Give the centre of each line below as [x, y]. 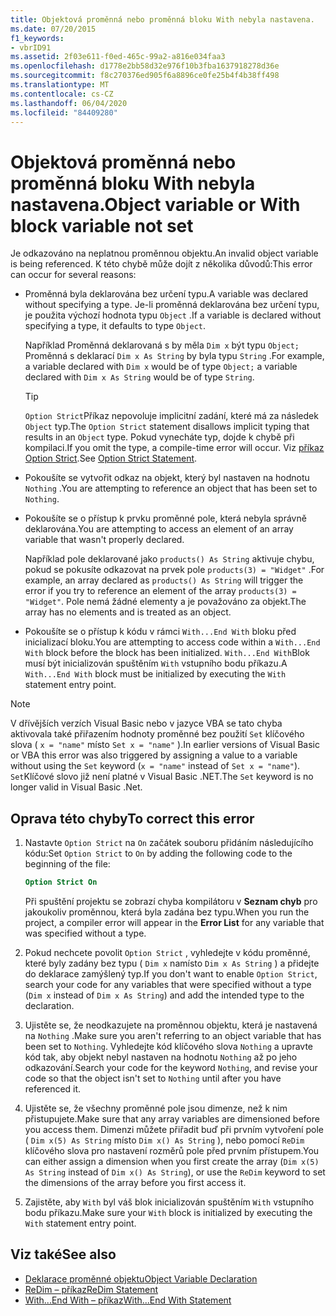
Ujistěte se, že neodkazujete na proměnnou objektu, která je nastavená [171, 1025]
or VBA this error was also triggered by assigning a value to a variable [154, 755]
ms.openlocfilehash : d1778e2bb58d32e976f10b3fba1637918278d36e [145, 66]
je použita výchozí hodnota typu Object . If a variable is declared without [173, 315]
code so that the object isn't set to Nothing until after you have [153, 1078]
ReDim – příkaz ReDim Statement [91, 1289]
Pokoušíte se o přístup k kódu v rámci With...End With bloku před [160, 632]
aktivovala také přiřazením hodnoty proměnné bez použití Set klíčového [157, 734]
